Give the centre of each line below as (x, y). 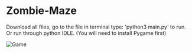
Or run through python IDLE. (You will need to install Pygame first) (86, 33)
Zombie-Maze (41, 11)
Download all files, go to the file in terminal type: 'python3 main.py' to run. (96, 27)
